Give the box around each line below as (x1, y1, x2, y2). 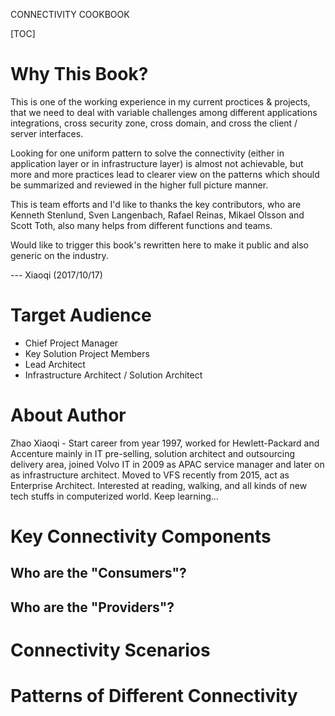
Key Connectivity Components (10, 525, 272, 548)
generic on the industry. (10, 249, 109, 261)
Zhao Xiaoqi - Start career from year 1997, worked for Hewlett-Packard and (10, 437, 320, 449)
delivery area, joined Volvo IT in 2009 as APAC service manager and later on (10, 458, 325, 470)
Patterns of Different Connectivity (10, 685, 298, 708)
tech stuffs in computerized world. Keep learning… (10, 490, 219, 502)
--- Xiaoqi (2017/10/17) (10, 269, 103, 281)
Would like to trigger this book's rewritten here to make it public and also (10, 239, 310, 251)
